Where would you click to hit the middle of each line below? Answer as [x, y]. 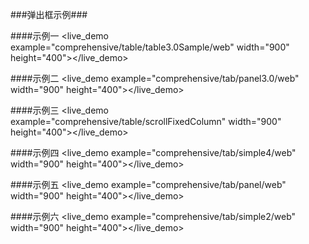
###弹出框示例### [49, 14]
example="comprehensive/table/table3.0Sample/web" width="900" [150, 47]
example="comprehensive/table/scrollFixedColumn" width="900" [146, 121]
